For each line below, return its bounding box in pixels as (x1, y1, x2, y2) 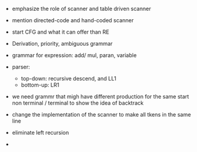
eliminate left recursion (11, 129, 69, 136)
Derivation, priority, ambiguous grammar (11, 40, 113, 47)
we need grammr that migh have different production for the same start (11, 93, 189, 100)
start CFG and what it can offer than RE (11, 28, 110, 35)
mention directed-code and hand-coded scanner (11, 17, 134, 23)
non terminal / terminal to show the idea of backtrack (11, 99, 144, 106)
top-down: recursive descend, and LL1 (20, 75, 116, 82)
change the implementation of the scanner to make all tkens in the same (11, 111, 192, 118)
